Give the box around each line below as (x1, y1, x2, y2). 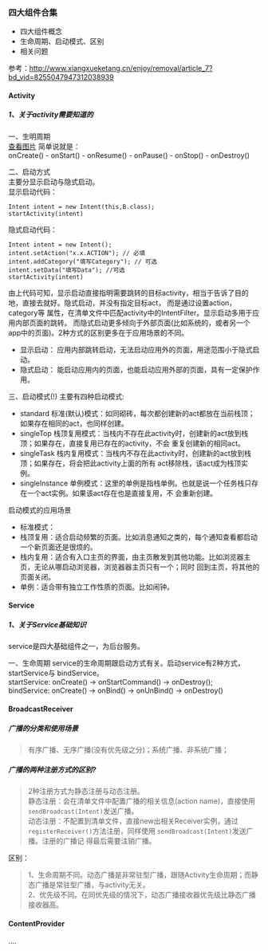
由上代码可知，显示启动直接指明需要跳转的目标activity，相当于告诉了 (8, 288, 235, 297)
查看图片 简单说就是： (8, 141, 81, 151)
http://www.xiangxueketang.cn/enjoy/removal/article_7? (29, 64, 213, 73)
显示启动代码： (8, 187, 57, 196)
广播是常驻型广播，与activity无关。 (34, 879, 150, 890)
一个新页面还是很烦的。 (19, 542, 97, 552)
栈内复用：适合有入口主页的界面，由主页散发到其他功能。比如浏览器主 (19, 552, 251, 561)
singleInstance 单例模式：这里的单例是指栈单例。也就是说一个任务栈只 (19, 478, 252, 488)
